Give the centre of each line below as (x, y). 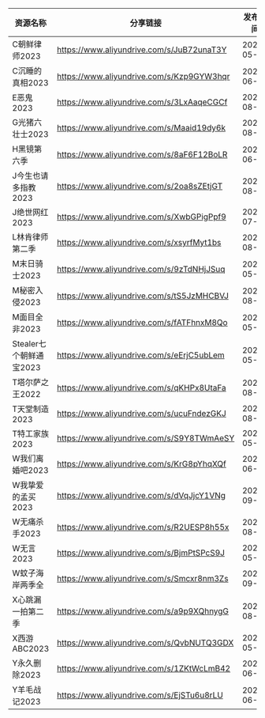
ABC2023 (31, 649)
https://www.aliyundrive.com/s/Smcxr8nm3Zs (142, 578)
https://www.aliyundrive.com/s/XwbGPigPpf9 (141, 217)
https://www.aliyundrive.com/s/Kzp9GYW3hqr (143, 76)
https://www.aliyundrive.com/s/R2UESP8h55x (143, 527)
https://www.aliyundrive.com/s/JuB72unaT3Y (142, 49)
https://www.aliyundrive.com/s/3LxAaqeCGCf (142, 102)
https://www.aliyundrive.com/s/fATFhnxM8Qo (142, 322)
